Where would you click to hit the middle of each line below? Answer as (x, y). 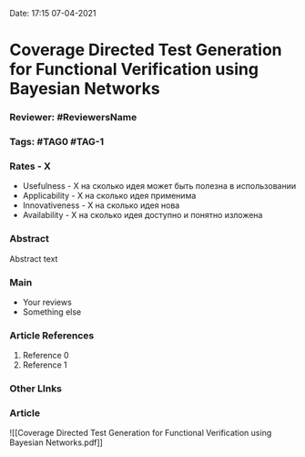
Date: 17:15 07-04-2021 (53, 13)
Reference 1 (45, 365)
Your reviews (47, 302)
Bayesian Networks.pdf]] (56, 442)
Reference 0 (46, 356)
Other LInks (36, 389)
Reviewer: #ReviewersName (73, 118)
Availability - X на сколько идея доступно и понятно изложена (142, 215)
